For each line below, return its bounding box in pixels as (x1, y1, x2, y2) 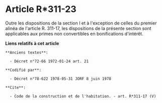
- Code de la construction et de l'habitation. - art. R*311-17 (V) (10, 93, 156, 98)
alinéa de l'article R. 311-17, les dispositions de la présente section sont (5, 25, 152, 31)
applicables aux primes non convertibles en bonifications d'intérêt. (5, 30, 143, 36)
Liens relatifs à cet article (5, 40, 59, 46)
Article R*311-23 (5, 3, 76, 15)
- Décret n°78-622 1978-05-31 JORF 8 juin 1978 (10, 76, 112, 81)
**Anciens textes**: (5, 50, 49, 55)
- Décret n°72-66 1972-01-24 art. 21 (10, 58, 89, 63)
